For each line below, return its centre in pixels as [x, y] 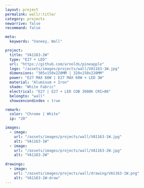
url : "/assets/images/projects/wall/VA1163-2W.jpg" [68, 151]
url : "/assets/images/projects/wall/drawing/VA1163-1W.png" [77, 173]
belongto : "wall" [27, 96]
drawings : [15, 164]
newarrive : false [23, 23]
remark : [13, 110]
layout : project [22, 10]
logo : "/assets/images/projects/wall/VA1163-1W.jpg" [65, 69]
